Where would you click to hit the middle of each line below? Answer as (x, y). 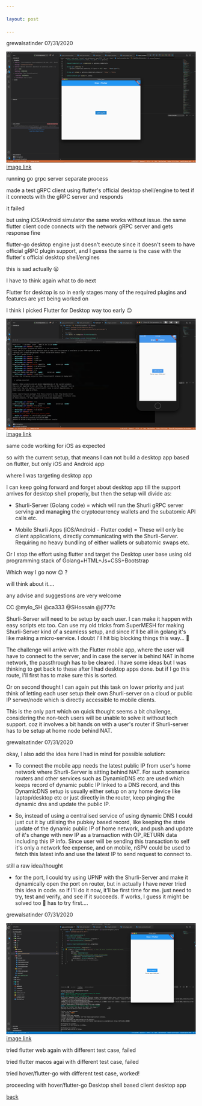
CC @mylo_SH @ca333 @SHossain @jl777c (61, 607)
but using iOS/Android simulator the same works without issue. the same (96, 220)
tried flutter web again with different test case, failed (71, 1050)
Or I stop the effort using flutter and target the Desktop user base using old (99, 555)
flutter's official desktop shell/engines (53, 257)
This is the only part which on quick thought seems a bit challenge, (89, 712)
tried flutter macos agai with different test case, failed (73, 1061)
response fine (23, 232)
